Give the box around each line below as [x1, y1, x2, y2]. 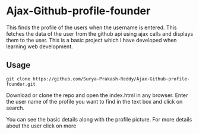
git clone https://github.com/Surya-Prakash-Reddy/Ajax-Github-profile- [6, 76, 190, 82]
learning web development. [6, 43, 73, 50]
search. [6, 104, 25, 111]
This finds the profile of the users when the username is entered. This [6, 24, 177, 31]
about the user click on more [6, 122, 77, 129]
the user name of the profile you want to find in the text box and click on [6, 98, 183, 105]
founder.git [6, 81, 36, 87]
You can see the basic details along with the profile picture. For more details [6, 116, 192, 123]
